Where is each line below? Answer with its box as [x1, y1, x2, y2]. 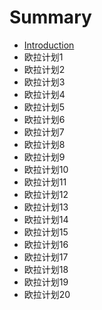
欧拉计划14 [23, 213, 69, 225]
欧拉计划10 [23, 163, 69, 175]
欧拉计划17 [23, 251, 69, 263]
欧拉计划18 [23, 263, 69, 275]
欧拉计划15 [23, 226, 69, 238]
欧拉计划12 [23, 188, 69, 200]
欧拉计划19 [23, 276, 69, 288]
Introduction [23, 39, 75, 51]
